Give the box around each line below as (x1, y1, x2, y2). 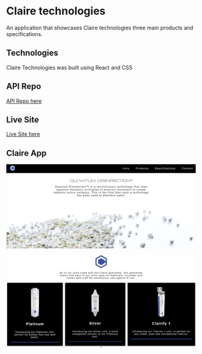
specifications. (6, 30, 43, 37)
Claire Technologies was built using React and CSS (6, 64, 133, 71)
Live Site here (6, 130, 40, 138)
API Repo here (6, 97, 42, 105)
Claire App (6, 148, 47, 158)
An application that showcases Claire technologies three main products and (6, 24, 194, 31)
